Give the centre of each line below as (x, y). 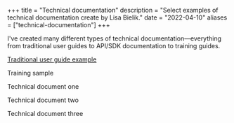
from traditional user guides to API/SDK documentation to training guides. (114, 46)
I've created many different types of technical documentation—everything (115, 38)
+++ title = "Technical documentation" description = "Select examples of (113, 10)
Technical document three (45, 114)
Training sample (31, 73)
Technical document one (43, 86)
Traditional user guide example (52, 59)
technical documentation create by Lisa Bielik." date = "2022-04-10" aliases (117, 17)
